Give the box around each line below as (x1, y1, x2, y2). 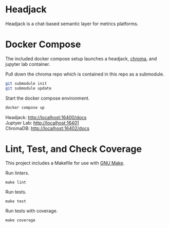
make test (5, 199, 27, 204)
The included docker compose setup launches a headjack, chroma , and (5, 55, 157, 62)
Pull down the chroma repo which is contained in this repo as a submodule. (5, 71, 164, 77)
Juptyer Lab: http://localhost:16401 (5, 120, 79, 126)
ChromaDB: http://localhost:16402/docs (5, 125, 90, 131)
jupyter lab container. (5, 61, 50, 67)
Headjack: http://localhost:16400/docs (5, 114, 87, 120)
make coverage (5, 218, 36, 223)
